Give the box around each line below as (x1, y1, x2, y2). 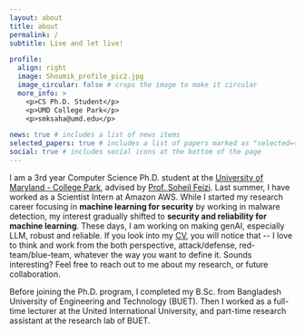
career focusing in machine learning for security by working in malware (9, 201, 280, 211)
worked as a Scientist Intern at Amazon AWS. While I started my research (9, 191, 284, 202)
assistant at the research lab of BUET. (9, 315, 151, 326)
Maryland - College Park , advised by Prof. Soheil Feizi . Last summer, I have (9, 181, 290, 192)
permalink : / (9, 30, 59, 39)
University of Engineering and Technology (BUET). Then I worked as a (9, 296, 272, 307)
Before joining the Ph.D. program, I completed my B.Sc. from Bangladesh (9, 286, 281, 297)
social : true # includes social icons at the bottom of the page (9, 147, 261, 157)
